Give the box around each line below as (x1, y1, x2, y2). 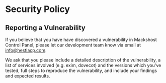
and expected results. (5, 73, 50, 78)
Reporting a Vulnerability (5, 23, 86, 32)
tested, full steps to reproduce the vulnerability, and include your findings (5, 67, 157, 73)
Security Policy (5, 3, 70, 15)
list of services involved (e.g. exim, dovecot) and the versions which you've (5, 62, 161, 68)
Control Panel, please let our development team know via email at (5, 42, 141, 48)
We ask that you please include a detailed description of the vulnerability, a (5, 57, 161, 63)
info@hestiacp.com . (5, 47, 47, 53)
